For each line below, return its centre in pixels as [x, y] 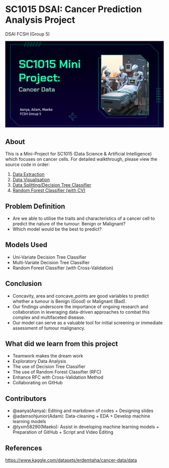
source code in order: [28, 164]
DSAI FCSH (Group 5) [28, 34]
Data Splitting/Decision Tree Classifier [52, 185]
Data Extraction [28, 174]
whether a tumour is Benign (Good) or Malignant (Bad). [69, 301]
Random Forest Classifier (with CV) [49, 191]
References [24, 448]
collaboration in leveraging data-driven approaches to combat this [81, 312]
